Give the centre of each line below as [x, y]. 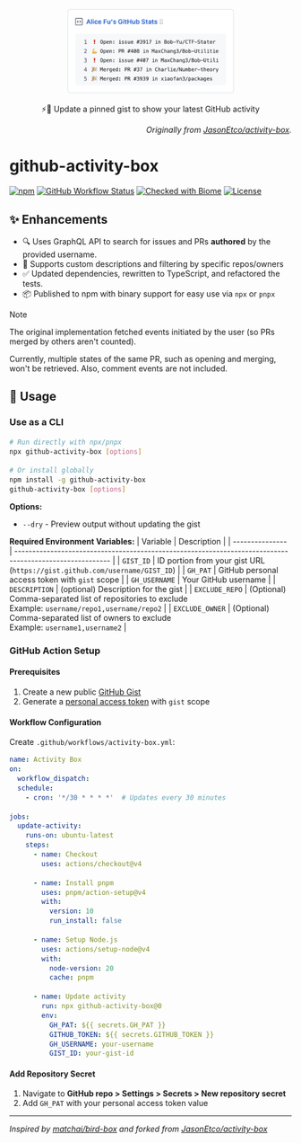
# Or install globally [52, 471]
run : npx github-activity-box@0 [102, 1006]
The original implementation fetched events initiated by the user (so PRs [142, 332]
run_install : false [86, 921]
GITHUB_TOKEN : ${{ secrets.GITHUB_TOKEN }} [132, 1034]
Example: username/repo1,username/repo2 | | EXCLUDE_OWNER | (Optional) [140, 608]
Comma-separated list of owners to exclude [90, 617]
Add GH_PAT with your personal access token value [115, 1103]
